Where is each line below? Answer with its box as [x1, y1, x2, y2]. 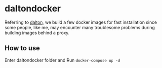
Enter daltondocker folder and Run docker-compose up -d [4, 57, 121, 63]
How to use [4, 44, 40, 52]
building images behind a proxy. [4, 30, 70, 35]
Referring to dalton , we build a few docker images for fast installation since [4, 19, 157, 25]
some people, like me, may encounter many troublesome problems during [4, 24, 155, 30]
